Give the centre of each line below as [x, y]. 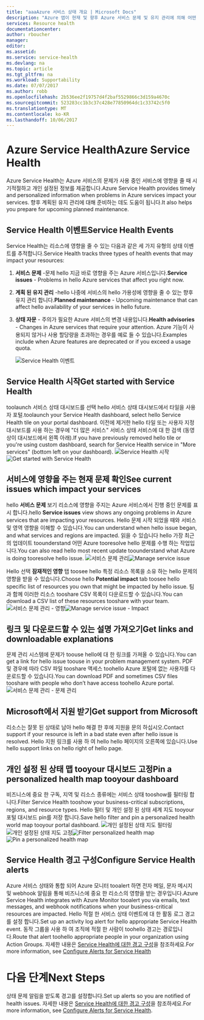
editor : [16, 46]
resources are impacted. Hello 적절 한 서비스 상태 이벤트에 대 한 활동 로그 [95, 914]
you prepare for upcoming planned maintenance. [68, 209]
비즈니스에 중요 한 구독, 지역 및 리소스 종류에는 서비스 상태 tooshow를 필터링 [97, 795]
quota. [23, 348]
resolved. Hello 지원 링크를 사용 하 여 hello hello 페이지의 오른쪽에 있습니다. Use [102, 742]
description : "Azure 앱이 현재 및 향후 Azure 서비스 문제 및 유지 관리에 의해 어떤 [101, 18]
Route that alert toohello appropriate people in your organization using [100, 936]
